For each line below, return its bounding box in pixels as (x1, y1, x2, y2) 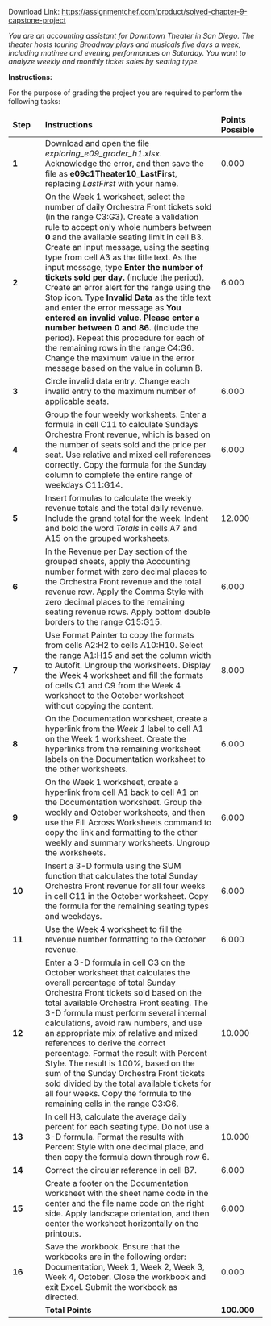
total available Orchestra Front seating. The (44, 997, 208, 1008)
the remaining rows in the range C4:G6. (44, 343, 194, 353)
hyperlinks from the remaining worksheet (44, 743, 202, 754)
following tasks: (8, 97, 60, 106)
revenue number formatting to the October (44, 934, 206, 945)
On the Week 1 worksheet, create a (44, 777, 179, 788)
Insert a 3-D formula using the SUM (44, 860, 181, 871)
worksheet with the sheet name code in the (44, 1188, 209, 1199)
